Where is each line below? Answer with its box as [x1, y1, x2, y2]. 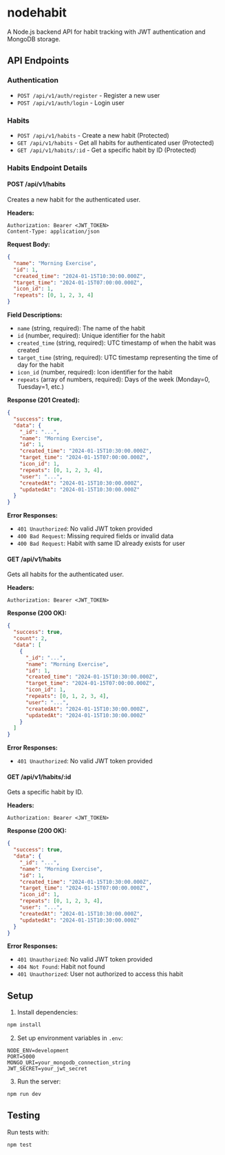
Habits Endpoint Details [7, 163, 87, 173]
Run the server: [17, 1077, 61, 1085]
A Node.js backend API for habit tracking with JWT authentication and [7, 28, 206, 36]
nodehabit [7, 5, 67, 21]
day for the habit [17, 361, 64, 369]
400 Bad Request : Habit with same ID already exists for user [17, 539, 186, 548]
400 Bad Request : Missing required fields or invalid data [17, 532, 174, 540]
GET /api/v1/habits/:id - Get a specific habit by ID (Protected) [17, 146, 197, 154]
